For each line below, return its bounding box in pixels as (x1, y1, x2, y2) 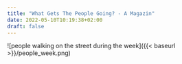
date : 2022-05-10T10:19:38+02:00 (7, 17, 103, 23)
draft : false (7, 23, 45, 30)
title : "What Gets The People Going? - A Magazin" (7, 10, 155, 17)
